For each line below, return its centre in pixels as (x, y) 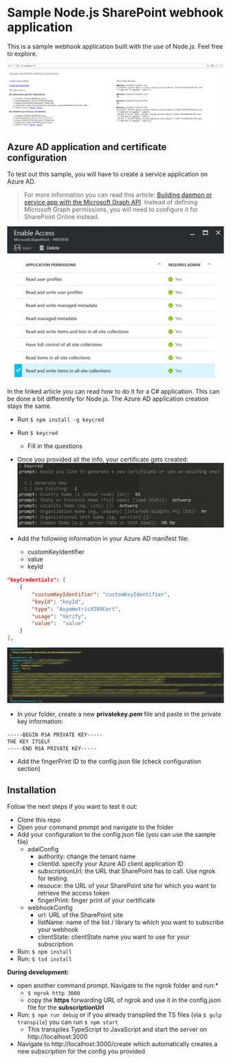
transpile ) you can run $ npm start (68, 1022)
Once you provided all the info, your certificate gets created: (102, 459)
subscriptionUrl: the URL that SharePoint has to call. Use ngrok (126, 871)
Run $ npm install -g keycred (60, 419)
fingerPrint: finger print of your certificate (96, 900)
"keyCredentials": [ (37, 580)
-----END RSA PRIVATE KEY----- (52, 748)
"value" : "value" (58, 624)
